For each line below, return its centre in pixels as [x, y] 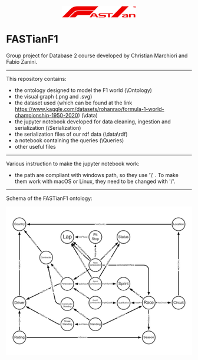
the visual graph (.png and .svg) [53, 96]
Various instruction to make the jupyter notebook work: [73, 163]
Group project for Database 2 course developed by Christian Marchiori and [97, 55]
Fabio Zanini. [22, 61]
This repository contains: [36, 78]
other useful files [35, 146]
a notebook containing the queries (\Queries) [69, 140]
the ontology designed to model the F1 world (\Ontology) [83, 90]
